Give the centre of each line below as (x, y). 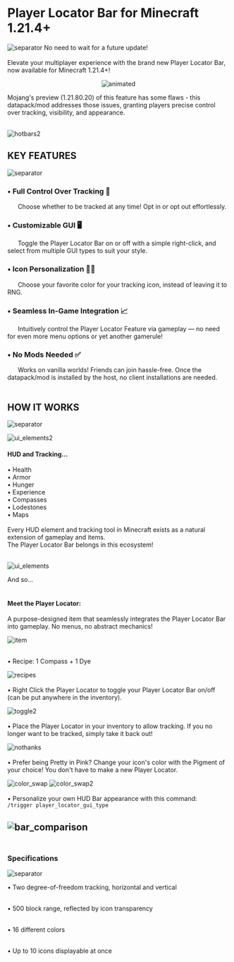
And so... (20, 580)
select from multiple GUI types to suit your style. (78, 251)
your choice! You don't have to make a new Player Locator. (93, 770)
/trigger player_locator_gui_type (58, 806)
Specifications (33, 858)
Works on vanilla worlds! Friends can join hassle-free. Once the (110, 370)
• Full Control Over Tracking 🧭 (59, 191)
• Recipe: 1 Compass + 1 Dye (49, 661)
